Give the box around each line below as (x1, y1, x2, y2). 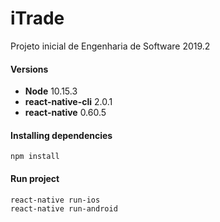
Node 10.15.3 (24, 85, 78, 97)
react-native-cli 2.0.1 (24, 96, 113, 108)
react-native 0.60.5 (24, 107, 107, 119)
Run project (10, 172, 60, 184)
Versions (10, 63, 49, 75)
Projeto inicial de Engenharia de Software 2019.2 (10, 40, 211, 52)
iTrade (10, 7, 65, 30)
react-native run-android (10, 203, 118, 214)
